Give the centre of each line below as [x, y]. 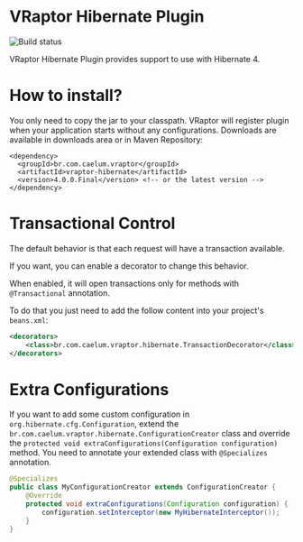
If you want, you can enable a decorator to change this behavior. [129, 266]
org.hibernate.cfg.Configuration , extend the [94, 424]
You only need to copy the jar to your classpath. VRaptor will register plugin [149, 120]
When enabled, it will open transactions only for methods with [124, 283]
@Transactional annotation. [60, 293]
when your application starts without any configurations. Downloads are [143, 130]
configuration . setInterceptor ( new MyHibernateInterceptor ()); [161, 512]
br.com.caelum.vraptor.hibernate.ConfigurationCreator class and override [150, 434]
